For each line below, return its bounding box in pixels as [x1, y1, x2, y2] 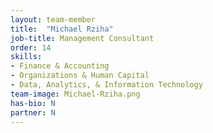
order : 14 [10, 42, 52, 53]
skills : [10, 52, 43, 62]
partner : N [10, 107, 56, 118]
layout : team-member [10, 14, 97, 25]
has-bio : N [10, 98, 56, 108]
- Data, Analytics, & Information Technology [10, 80, 203, 90]
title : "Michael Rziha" [10, 24, 114, 34]
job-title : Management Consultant [10, 33, 155, 43]
